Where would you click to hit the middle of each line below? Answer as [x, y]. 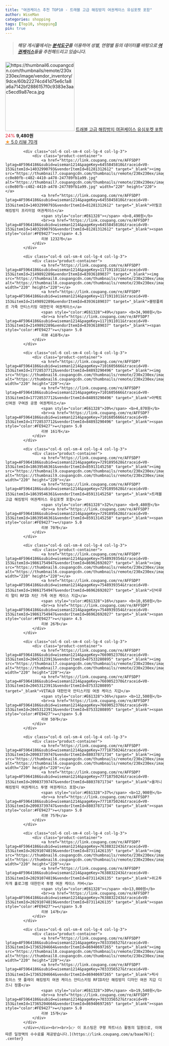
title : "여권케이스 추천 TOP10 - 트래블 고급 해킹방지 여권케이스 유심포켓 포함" [79, 10]
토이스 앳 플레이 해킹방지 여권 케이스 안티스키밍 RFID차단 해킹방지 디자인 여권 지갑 [81, 980]
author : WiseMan [22, 15]
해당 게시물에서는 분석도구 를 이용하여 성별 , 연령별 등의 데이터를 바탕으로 [87, 45]
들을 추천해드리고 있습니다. [60, 51]
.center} [14, 1039]
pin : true [16, 29]
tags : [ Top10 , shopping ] [31, 24]
